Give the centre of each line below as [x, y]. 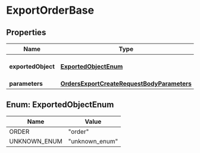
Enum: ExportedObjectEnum [60, 105]
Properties [26, 32]
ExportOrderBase [50, 10]
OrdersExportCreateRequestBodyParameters [126, 84]
